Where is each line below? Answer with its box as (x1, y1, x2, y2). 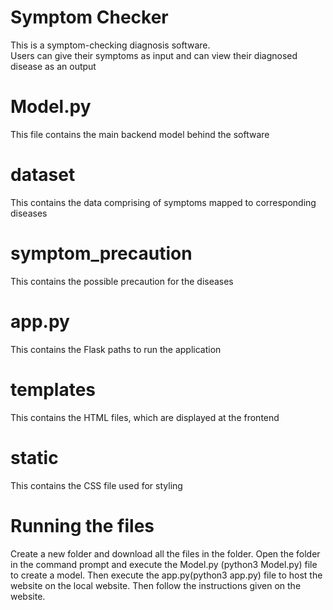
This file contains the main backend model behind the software (10, 128, 270, 140)
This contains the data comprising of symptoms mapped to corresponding (10, 196, 317, 208)
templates (10, 378, 97, 401)
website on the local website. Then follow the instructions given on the (10, 579, 302, 591)
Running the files (10, 514, 155, 537)
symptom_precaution (10, 242, 193, 265)
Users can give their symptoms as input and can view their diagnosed (10, 49, 298, 61)
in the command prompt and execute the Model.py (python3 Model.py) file (10, 558, 318, 570)
